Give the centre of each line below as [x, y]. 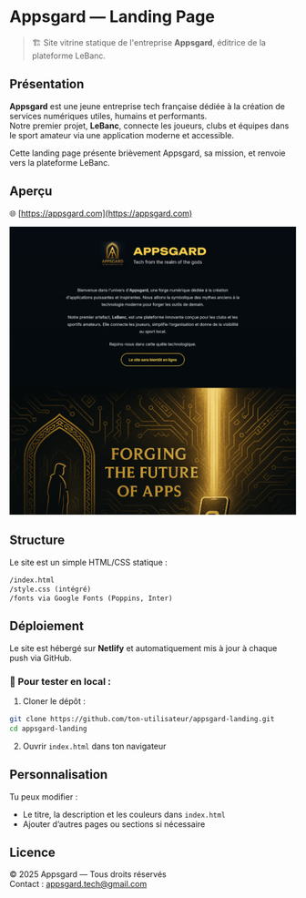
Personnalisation [59, 775]
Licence [33, 852]
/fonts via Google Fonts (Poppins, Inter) [91, 598]
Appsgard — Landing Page [112, 17]
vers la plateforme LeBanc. [60, 162]
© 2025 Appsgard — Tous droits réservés [88, 874]
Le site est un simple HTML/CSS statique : [89, 562]
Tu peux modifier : [44, 796]
